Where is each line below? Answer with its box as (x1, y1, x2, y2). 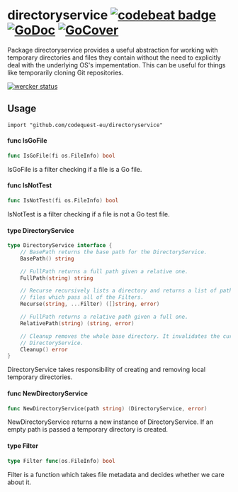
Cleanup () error (20, 346, 69, 353)
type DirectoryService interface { (7, 242, 113, 249)
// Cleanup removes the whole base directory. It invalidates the (20, 332, 220, 340)
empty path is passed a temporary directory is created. (7, 425, 169, 434)
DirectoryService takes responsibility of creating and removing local (7, 366, 206, 374)
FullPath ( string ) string (20, 274, 93, 282)
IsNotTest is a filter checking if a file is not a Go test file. (7, 209, 170, 218)
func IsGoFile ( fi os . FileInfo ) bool (7, 152, 115, 159)
